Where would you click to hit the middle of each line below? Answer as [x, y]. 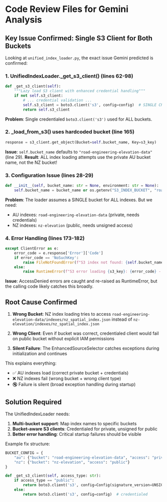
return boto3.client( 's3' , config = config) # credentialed [85, 494]
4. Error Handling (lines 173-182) [45, 238]
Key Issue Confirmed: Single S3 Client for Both [79, 38]
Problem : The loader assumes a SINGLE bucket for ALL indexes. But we [79, 200]
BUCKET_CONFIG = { [24, 453]
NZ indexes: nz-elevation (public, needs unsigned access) [73, 225]
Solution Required [34, 402]
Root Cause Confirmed [41, 302]
